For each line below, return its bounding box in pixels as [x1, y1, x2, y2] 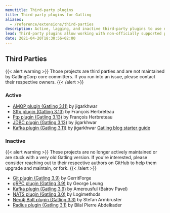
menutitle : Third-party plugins [5, 7, 73, 13]
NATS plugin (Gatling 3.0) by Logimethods [12, 191, 101, 197]
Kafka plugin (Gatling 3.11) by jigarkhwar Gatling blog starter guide [12, 125, 151, 131]
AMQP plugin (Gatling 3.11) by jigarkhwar [12, 103, 98, 109]
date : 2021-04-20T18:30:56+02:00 [5, 36, 76, 41]
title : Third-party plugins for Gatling [5, 12, 92, 17]
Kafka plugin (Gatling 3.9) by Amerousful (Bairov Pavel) [12, 186, 128, 192]
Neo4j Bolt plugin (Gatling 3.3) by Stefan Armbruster [12, 197, 122, 203]
